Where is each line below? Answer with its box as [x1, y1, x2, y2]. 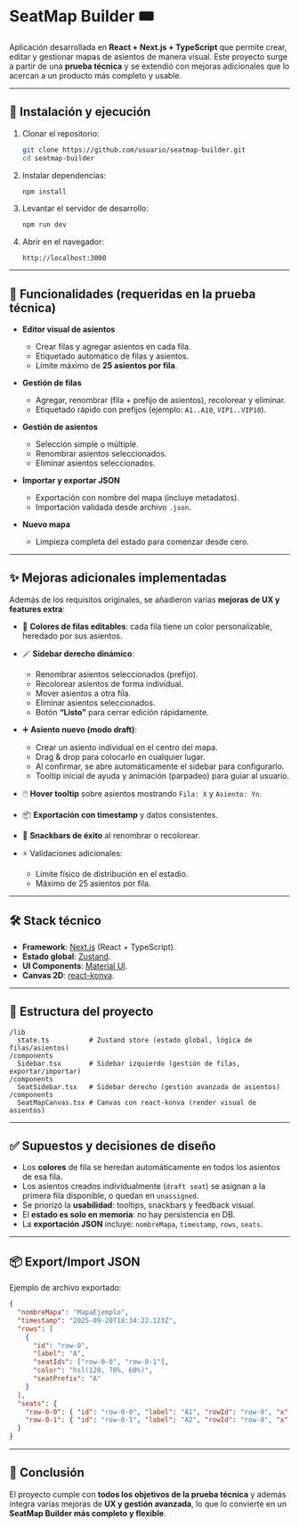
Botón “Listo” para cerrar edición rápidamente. [35, 706, 209, 717]
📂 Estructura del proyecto [9, 1004, 154, 1019]
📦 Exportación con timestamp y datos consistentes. [21, 809, 218, 820]
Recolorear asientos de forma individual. [35, 678, 184, 689]
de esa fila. [21, 1171, 63, 1182]
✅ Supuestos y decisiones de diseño [9, 1138, 216, 1153]
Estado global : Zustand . [21, 951, 111, 962]
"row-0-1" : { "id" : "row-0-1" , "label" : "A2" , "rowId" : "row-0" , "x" [25, 1416, 289, 1424]
